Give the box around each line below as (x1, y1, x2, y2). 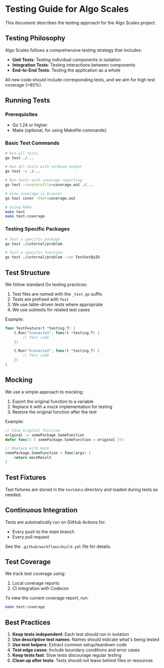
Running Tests (5, 96, 50, 104)
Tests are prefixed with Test (12, 296, 69, 302)
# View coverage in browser (5, 191, 63, 196)
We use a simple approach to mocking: (5, 389, 84, 395)
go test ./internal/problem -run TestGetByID (5, 255, 100, 260)
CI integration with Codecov (12, 585, 69, 592)
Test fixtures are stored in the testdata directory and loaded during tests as (5, 486, 158, 492)
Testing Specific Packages (5, 226, 70, 233)
